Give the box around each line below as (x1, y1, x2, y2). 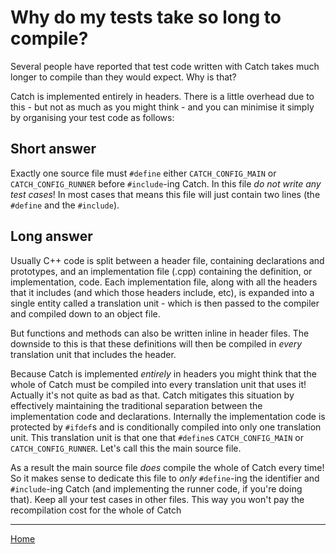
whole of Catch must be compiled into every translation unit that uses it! (10, 378, 307, 390)
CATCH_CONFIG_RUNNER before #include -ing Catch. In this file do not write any (10, 177, 322, 190)
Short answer (10, 141, 97, 158)
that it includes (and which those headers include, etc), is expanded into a (10, 286, 315, 298)
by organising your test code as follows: (10, 111, 175, 123)
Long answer (10, 228, 93, 245)
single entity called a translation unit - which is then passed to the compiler (10, 297, 320, 309)
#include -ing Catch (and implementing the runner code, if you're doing (10, 482, 303, 495)
